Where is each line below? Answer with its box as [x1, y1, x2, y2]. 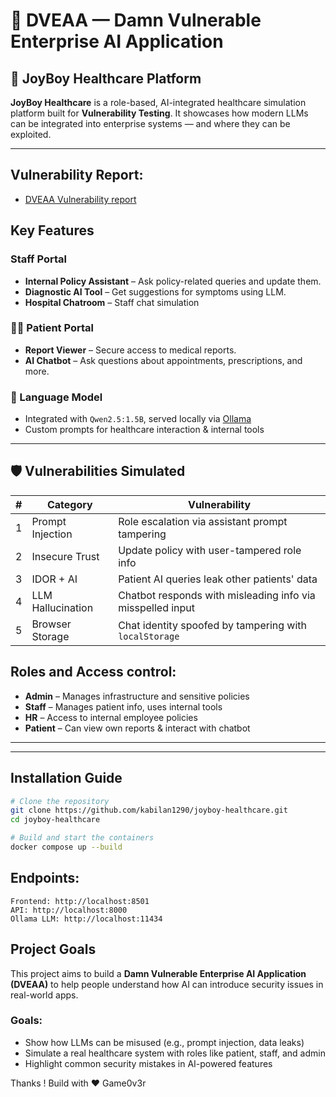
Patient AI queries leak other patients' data [118, 572, 318, 586]
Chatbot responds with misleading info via [118, 588, 316, 602]
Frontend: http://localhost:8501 [10, 896, 150, 906]
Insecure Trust [31, 549, 100, 563]
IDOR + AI [31, 572, 78, 586]
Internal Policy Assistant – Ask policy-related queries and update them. [24, 275, 322, 287]
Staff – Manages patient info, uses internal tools [24, 700, 223, 713]
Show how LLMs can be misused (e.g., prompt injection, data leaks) [24, 1036, 305, 1048]
